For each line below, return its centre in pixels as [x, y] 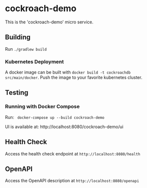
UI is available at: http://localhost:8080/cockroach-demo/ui [64, 127]
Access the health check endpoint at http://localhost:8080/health [73, 153]
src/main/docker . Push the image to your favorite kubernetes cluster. [74, 77]
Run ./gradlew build [26, 49]
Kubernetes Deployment [34, 61]
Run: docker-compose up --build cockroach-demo [55, 117]
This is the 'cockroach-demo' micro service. [49, 22]
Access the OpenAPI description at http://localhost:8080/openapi [72, 181]
